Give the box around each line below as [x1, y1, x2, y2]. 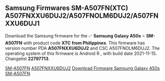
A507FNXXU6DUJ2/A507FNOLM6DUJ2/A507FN [5, 12, 159, 20]
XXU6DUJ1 [5, 19, 40, 28]
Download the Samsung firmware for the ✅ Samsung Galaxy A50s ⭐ [5, 33, 145, 39]
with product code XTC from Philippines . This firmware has [23, 40, 145, 46]
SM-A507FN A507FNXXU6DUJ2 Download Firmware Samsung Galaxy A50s [5, 65, 160, 71]
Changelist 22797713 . [5, 55, 50, 61]
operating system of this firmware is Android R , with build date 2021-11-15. [5, 50, 157, 56]
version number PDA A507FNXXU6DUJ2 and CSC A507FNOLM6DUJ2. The [5, 45, 160, 51]
